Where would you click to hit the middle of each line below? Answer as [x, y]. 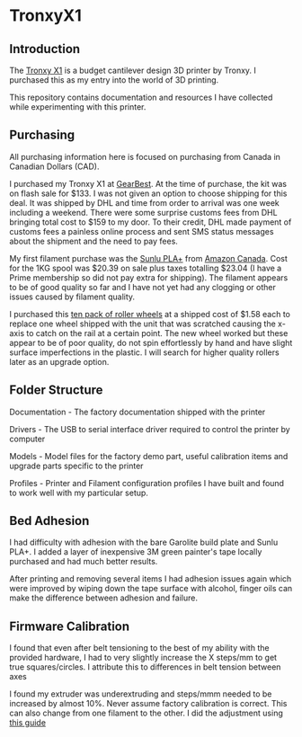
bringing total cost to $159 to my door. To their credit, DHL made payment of [151, 222]
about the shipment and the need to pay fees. [93, 241]
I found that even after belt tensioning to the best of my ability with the [139, 648]
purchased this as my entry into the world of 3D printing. [114, 80]
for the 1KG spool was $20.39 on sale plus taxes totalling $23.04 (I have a [146, 268]
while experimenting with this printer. [78, 107]
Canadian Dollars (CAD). [54, 166]
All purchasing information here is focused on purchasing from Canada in [145, 156]
